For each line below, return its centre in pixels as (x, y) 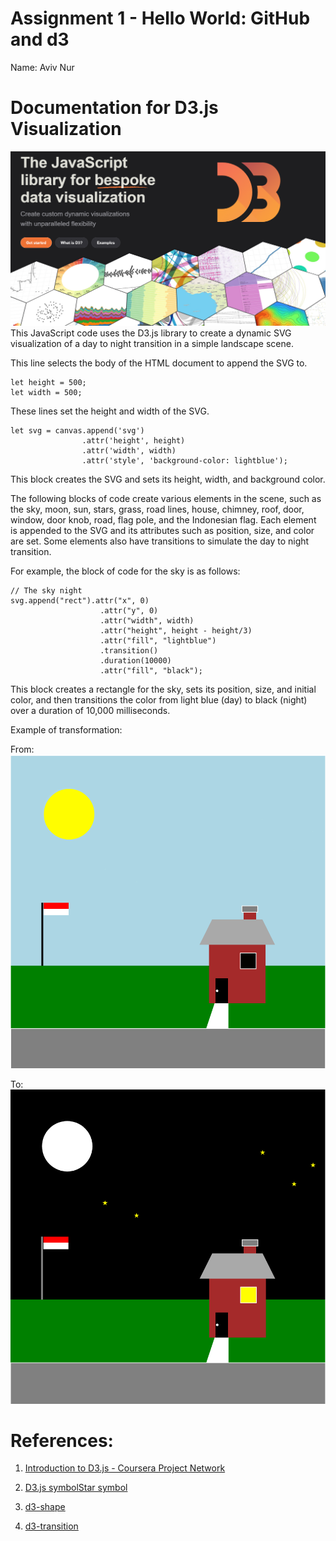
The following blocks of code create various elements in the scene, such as (166, 498)
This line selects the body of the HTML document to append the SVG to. (159, 363)
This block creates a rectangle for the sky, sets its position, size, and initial (163, 689)
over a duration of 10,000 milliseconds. (90, 710)
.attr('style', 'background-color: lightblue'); (184, 460)
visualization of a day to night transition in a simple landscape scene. (152, 343)
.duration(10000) (135, 660)
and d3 (40, 39)
